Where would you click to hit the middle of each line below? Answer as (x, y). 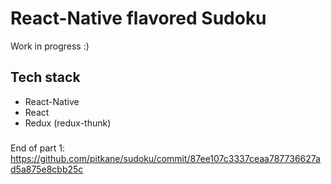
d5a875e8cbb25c (47, 169)
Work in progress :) (50, 46)
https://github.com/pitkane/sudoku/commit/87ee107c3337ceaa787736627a (165, 158)
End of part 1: (38, 148)
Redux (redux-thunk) (68, 123)
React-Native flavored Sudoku (138, 18)
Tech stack (45, 77)
